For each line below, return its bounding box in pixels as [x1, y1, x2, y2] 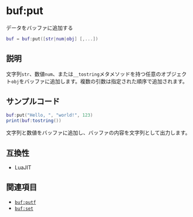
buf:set [14, 205, 33, 212]
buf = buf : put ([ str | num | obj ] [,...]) [6, 36, 99, 42]
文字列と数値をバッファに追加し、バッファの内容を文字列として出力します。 [6, 129, 191, 136]
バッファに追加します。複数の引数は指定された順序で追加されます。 [24, 77, 188, 84]
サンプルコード [6, 97, 60, 107]
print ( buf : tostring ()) [6, 118, 62, 124]
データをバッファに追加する [6, 24, 73, 31]
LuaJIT [14, 164, 32, 171]
